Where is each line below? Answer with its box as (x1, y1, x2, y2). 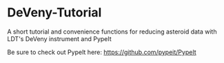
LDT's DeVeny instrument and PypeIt (7, 34, 112, 42)
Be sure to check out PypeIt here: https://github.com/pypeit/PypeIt (7, 48, 196, 56)
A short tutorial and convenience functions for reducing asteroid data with (7, 27, 217, 36)
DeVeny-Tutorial (7, 5, 102, 21)
